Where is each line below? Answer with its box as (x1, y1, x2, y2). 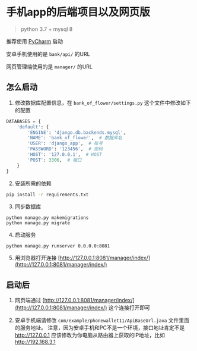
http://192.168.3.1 (14, 339, 56, 346)
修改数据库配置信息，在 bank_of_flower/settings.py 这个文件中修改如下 (14, 99, 191, 106)
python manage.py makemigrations (6, 215, 89, 221)
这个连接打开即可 (108, 304, 150, 311)
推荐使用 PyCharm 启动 (6, 37, 63, 45)
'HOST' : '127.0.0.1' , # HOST (27, 152, 102, 158)
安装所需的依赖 (14, 180, 52, 187)
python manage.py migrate (6, 220, 70, 226)
